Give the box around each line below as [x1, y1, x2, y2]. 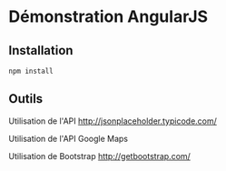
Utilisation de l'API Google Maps [8, 133, 129, 144]
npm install [8, 66, 54, 75]
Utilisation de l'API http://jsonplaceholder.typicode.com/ [8, 116, 217, 126]
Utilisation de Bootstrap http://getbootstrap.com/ [8, 150, 192, 161]
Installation [8, 43, 74, 58]
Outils [8, 91, 44, 106]
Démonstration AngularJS [8, 6, 209, 27]
